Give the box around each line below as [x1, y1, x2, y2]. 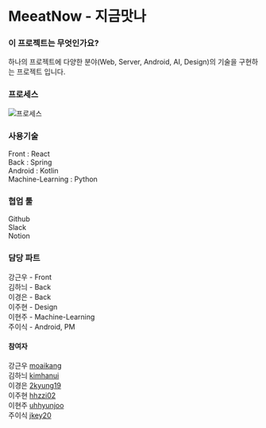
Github [8, 214, 30, 224]
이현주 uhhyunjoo [8, 400, 64, 410]
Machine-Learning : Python [8, 174, 98, 184]
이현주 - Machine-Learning [8, 312, 95, 321]
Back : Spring [8, 158, 52, 167]
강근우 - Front [8, 272, 52, 282]
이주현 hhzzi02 [8, 391, 56, 400]
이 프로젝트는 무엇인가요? [8, 37, 99, 49]
